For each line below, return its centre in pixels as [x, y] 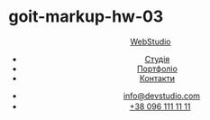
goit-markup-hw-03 [86, 17]
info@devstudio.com [161, 96]
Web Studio [151, 42]
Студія [157, 59]
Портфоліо [157, 69]
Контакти [157, 78]
